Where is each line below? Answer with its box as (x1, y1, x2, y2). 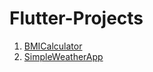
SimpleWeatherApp (23, 50, 104, 62)
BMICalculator (23, 40, 83, 52)
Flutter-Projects (9, 7, 144, 30)
